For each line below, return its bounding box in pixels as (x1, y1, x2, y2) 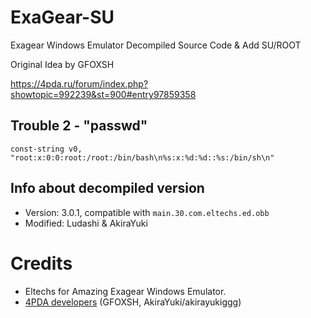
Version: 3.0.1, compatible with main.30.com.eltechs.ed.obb (24, 206, 270, 218)
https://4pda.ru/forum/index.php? (10, 77, 149, 90)
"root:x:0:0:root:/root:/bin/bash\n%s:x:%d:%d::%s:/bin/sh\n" (10, 152, 275, 163)
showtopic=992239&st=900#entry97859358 (10, 88, 197, 100)
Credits (10, 252, 73, 275)
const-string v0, (10, 144, 83, 154)
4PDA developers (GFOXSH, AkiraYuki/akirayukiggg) (24, 296, 242, 308)
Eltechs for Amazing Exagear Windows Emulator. (24, 285, 227, 297)
